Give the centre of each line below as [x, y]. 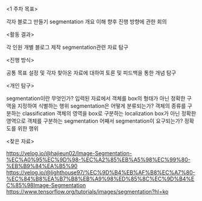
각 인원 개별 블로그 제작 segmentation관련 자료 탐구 [67, 47]
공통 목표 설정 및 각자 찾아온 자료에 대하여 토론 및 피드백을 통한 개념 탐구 [91, 73]
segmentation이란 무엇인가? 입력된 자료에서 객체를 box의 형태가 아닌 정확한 [96, 98]
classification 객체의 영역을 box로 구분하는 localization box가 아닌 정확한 [109, 113]
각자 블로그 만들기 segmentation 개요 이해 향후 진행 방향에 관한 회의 [87, 22]
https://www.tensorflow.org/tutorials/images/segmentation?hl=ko [87, 192]
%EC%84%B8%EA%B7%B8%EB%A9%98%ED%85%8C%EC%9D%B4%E [100, 179]
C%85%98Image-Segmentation [46, 185]
